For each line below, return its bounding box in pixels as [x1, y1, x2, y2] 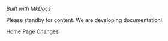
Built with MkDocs [6, 5, 51, 12]
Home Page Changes [6, 28, 59, 35]
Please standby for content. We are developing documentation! [6, 17, 163, 23]
